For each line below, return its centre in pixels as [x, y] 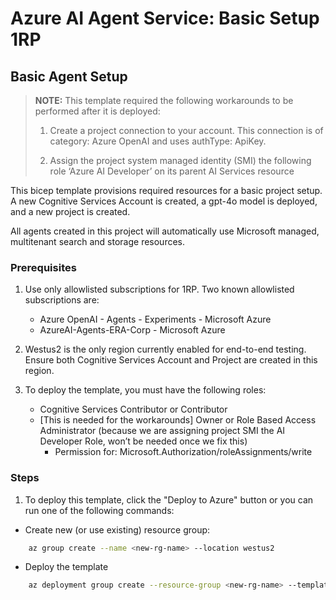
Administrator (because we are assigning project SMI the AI [162, 431]
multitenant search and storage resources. [98, 241]
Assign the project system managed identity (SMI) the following [180, 160]
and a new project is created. [70, 211]
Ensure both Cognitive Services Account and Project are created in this [171, 360]
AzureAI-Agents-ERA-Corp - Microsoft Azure [132, 330]
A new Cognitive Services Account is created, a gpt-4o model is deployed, [164, 201]
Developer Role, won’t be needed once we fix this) [143, 441]
